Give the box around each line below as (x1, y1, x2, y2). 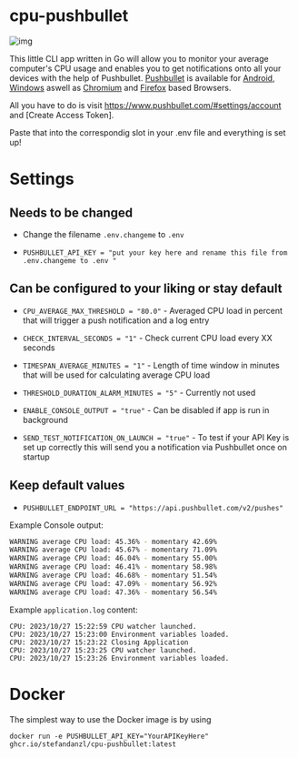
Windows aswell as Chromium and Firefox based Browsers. (9, 82, 232, 93)
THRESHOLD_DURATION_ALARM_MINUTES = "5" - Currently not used (22, 387, 256, 398)
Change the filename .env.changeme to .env (22, 228, 184, 239)
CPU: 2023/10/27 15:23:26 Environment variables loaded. (9, 653, 230, 662)
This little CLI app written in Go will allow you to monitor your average (9, 53, 270, 64)
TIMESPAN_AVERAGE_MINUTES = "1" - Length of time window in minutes (22, 359, 280, 370)
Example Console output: (9, 520, 104, 531)
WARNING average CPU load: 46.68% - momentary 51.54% (9, 571, 218, 581)
